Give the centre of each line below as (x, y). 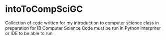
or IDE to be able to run (29, 33)
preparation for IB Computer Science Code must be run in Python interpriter (83, 28)
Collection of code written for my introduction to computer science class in (82, 23)
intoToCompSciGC (44, 9)
